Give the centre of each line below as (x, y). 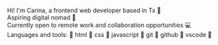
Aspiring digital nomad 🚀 (42, 17)
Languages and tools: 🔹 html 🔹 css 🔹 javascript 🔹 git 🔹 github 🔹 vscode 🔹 (110, 35)
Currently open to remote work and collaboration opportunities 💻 (99, 25)
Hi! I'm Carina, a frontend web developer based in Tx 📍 (84, 10)
